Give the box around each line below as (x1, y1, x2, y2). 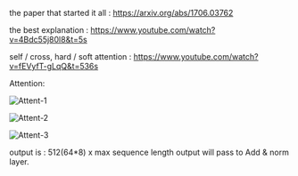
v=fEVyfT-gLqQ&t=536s (9, 61, 99, 71)
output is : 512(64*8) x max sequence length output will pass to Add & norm (9, 147, 290, 157)
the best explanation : (9, 25, 89, 35)
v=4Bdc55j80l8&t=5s (9, 35, 87, 44)
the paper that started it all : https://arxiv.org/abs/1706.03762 (9, 8, 234, 18)
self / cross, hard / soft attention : (9, 52, 132, 61)
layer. (9, 156, 29, 167)
